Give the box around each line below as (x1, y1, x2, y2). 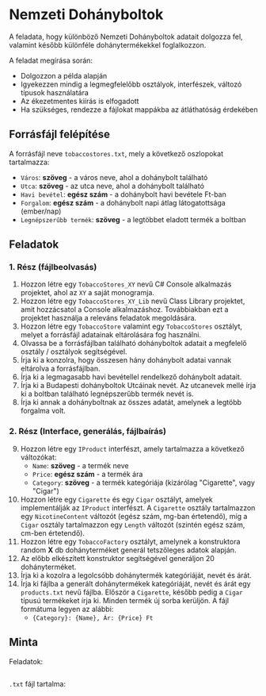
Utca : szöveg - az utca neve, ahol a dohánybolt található (20, 181, 205, 190)
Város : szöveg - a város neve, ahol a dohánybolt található (20, 172, 208, 182)
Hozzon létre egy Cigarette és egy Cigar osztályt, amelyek (20, 494, 213, 504)
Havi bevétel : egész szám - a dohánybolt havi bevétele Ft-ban (20, 189, 226, 199)
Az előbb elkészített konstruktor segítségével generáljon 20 (20, 553, 215, 563)
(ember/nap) (20, 206, 62, 216)
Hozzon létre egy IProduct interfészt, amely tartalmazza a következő (20, 444, 245, 453)
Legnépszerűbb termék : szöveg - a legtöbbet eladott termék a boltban (20, 214, 246, 224)
